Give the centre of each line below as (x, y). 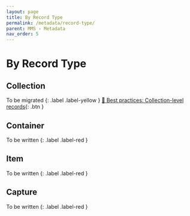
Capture (22, 192)
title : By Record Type (34, 17)
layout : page (22, 12)
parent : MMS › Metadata (36, 28)
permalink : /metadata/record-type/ (51, 23)
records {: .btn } (25, 107)
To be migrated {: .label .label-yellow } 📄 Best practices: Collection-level (95, 100)
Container (25, 126)
